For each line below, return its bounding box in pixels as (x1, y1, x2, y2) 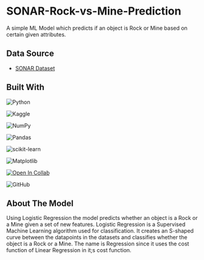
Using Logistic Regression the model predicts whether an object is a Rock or (6, 214, 198, 222)
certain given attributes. (6, 30, 66, 38)
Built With (6, 82, 44, 92)
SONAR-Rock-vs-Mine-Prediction (6, 4, 181, 18)
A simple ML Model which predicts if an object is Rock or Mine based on (6, 24, 188, 32)
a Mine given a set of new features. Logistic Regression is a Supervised (6, 221, 186, 228)
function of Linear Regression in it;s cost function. (6, 247, 132, 254)
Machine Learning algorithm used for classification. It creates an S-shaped (6, 227, 194, 234)
